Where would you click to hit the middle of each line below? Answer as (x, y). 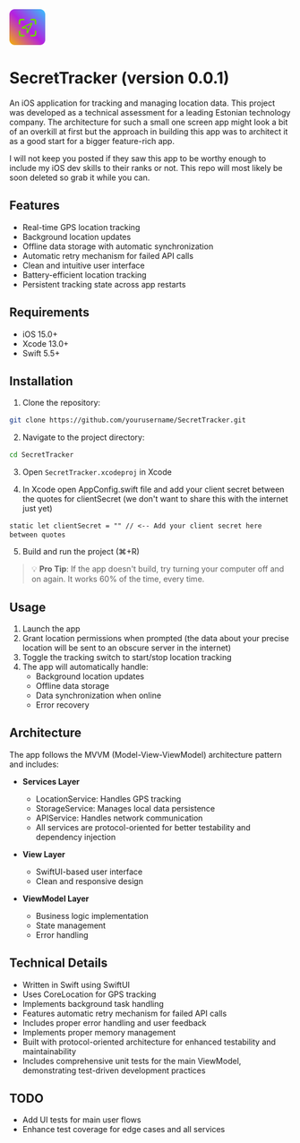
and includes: (34, 764)
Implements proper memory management (99, 1032)
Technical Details (59, 963)
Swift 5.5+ (41, 353)
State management (70, 925)
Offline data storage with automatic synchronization (118, 246)
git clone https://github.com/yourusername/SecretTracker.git (128, 420)
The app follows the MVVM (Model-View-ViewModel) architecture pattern (146, 754)
